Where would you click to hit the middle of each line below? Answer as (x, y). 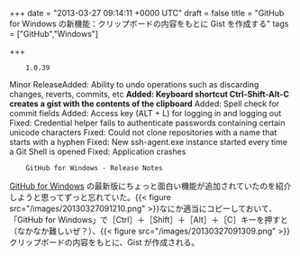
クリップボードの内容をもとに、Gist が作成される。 (105, 242)
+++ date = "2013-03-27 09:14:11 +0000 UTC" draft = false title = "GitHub (147, 13)
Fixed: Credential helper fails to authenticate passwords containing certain (147, 123)
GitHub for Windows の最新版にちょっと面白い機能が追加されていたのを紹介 (150, 186)
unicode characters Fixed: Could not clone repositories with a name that (143, 133)
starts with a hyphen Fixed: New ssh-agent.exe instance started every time (149, 142)
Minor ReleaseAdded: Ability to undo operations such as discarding (134, 84)
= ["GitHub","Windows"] (54, 34)
